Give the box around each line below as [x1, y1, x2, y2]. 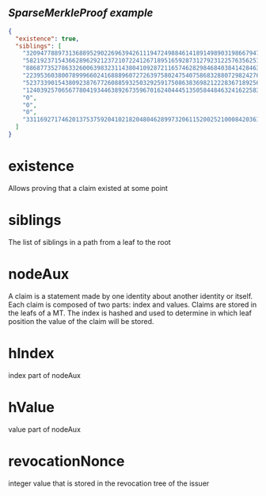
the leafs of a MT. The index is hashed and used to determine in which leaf [8, 308, 252, 318]
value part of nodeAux [8, 424, 82, 434]
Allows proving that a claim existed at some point [8, 183, 169, 193]
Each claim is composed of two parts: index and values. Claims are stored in [8, 300, 257, 309]
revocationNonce [8, 452, 125, 470]
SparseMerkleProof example [8, 6, 154, 20]
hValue [8, 398, 55, 416]
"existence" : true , [15, 35, 80, 43]
